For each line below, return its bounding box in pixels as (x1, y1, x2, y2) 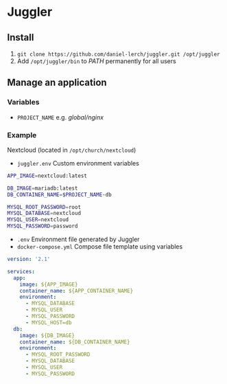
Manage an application (7, 77, 108, 89)
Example (7, 130, 37, 139)
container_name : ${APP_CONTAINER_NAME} (19, 287, 134, 294)
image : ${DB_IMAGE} (19, 332, 75, 339)
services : (7, 268, 36, 275)
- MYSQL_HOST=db (25, 319, 72, 326)
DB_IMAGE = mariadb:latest (7, 185, 78, 192)
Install (7, 32, 34, 43)
